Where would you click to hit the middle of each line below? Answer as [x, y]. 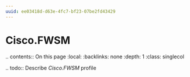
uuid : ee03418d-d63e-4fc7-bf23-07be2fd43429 [61, 11]
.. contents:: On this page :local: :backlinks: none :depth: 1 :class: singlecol [95, 57]
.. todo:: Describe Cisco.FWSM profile [51, 68]
